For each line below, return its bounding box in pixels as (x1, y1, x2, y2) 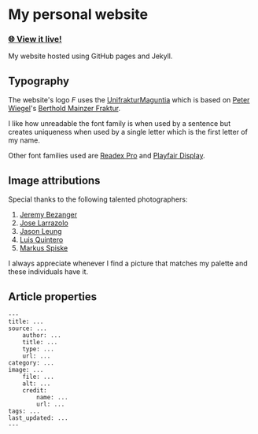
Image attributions (8, 173, 101, 187)
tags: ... (8, 407, 41, 415)
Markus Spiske (19, 243, 68, 253)
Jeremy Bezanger (19, 210, 78, 220)
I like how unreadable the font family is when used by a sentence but (8, 119, 230, 128)
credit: (22, 386, 47, 395)
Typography (8, 74, 69, 87)
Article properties (8, 290, 98, 303)
